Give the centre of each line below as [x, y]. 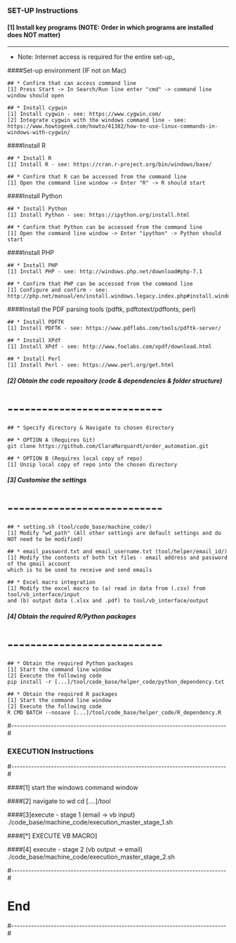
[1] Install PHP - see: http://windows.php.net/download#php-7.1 [105, 272]
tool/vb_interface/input [44, 595]
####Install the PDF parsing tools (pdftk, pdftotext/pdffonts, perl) [102, 309]
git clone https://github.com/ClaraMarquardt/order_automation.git [108, 446]
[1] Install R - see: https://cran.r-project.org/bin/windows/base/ [110, 165]
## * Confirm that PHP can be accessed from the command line [100, 284]
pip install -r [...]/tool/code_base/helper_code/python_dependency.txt [116, 682]
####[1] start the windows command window [73, 788]
